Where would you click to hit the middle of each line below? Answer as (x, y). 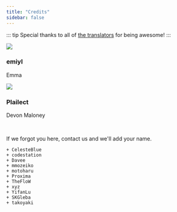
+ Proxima (19, 176)
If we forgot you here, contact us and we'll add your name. (79, 139)
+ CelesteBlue (24, 150)
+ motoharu (20, 171)
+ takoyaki (20, 203)
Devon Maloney (26, 115)
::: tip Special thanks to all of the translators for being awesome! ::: (88, 35)
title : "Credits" (28, 12)
